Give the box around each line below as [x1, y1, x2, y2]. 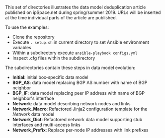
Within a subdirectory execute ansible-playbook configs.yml [12, 50, 138, 56]
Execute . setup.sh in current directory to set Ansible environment [12, 39, 149, 45]
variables [12, 45, 31, 50]
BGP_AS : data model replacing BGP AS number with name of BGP [12, 79, 148, 85]
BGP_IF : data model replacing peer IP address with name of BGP [12, 90, 145, 96]
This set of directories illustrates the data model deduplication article [5, 4, 146, 10]
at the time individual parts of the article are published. [5, 15, 117, 20]
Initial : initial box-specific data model [12, 74, 88, 80]
